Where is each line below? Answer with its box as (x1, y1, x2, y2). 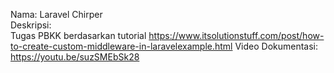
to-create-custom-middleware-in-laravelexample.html (10, 40, 233, 52)
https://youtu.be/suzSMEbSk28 (10, 51, 140, 63)
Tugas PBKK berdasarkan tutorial (10, 30, 147, 41)
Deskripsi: (10, 19, 52, 31)
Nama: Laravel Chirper (10, 9, 103, 20)
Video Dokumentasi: (234, 40, 319, 52)
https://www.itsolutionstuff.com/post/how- (148, 30, 325, 41)
